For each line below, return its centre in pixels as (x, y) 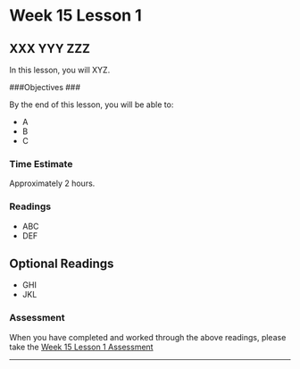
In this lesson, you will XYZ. (60, 70)
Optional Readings (62, 263)
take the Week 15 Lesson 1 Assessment (81, 347)
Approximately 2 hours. (52, 183)
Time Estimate (41, 164)
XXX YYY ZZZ (50, 49)
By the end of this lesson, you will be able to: (92, 105)
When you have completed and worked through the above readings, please (148, 337)
